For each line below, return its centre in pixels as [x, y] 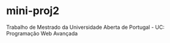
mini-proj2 [33, 11]
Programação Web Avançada [42, 33]
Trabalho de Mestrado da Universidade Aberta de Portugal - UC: [86, 27]
